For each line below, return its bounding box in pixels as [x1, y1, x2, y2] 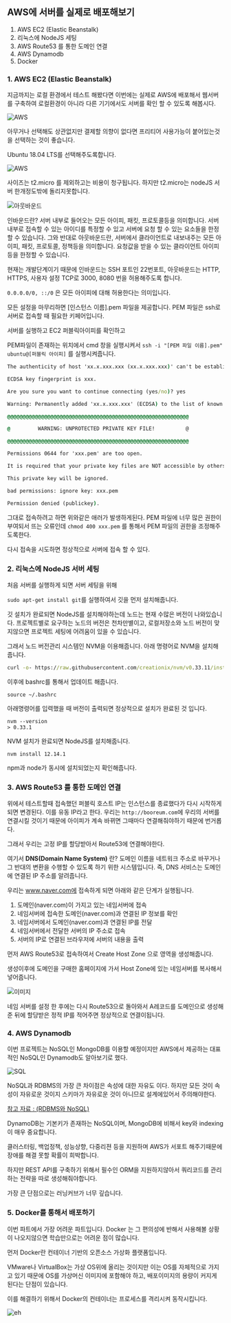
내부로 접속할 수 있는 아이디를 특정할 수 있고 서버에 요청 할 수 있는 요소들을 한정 [7, 225, 220, 233]
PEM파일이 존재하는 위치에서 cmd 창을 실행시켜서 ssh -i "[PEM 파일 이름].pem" [7, 341, 223, 349]
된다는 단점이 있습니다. [7, 1280, 68, 1288]
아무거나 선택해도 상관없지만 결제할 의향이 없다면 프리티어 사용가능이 [7, 127, 191, 136]
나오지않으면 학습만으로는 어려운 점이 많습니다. [14, 1234, 140, 1242]
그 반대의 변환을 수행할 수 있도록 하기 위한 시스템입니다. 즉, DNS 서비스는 [7, 863, 203, 872]
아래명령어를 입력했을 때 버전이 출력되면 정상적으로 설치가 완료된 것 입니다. [7, 704, 208, 712]
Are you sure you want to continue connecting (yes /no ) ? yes [7, 388, 186, 395]
